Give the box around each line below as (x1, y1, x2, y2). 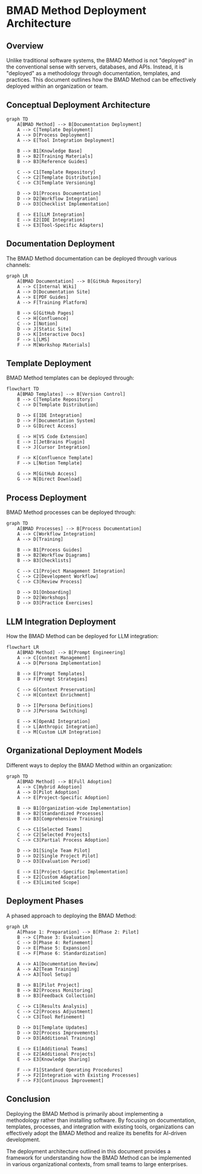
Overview (6, 41, 44, 51)
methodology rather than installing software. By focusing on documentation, (6, 1116, 197, 1124)
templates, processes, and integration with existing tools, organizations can (6, 1122, 195, 1130)
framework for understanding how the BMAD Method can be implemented (6, 1154, 192, 1161)
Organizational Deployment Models (6, 745, 143, 756)
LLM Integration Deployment (6, 616, 116, 627)
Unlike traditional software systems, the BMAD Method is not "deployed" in (6, 57, 194, 64)
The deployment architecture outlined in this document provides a (6, 1147, 171, 1155)
